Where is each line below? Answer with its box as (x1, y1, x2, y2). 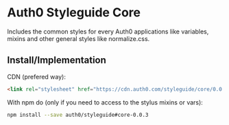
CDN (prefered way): (7, 72, 67, 81)
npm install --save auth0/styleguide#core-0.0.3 (7, 111, 149, 118)
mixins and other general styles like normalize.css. (7, 34, 150, 42)
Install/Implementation (7, 55, 106, 66)
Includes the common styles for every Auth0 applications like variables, (7, 27, 209, 36)
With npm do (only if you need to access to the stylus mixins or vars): (7, 98, 204, 107)
